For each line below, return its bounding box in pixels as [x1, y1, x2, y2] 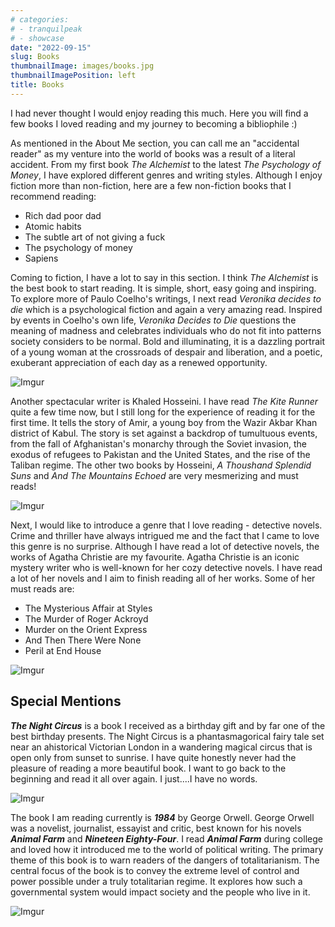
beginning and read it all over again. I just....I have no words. [10, 772, 258, 785]
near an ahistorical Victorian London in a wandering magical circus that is [10, 741, 313, 753]
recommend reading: [10, 190, 97, 202]
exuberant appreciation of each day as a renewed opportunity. [10, 356, 268, 368]
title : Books [10, 80, 65, 90]
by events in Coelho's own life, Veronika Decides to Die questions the [10, 314, 297, 326]
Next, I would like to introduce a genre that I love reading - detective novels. [10, 519, 323, 531]
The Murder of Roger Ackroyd [24, 612, 149, 625]
